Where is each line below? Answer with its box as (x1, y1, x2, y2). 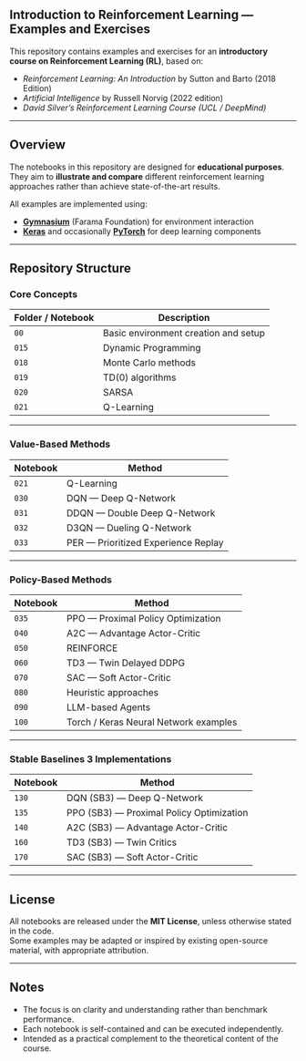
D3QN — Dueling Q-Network (66, 521, 192, 534)
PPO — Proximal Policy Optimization (66, 612, 221, 624)
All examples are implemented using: (9, 198, 148, 209)
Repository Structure (9, 261, 132, 276)
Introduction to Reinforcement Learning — (9, 7, 254, 23)
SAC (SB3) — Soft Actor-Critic (66, 851, 199, 864)
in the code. (9, 925, 55, 937)
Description (158, 312, 210, 324)
